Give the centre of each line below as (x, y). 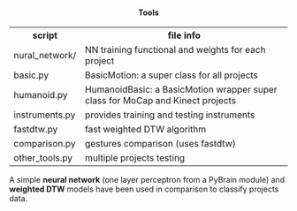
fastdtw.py (36, 130)
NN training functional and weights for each (175, 50)
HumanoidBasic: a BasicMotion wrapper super (181, 90)
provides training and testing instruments (170, 115)
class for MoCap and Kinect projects (161, 101)
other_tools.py (43, 158)
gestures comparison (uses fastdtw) (160, 144)
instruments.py (45, 115)
